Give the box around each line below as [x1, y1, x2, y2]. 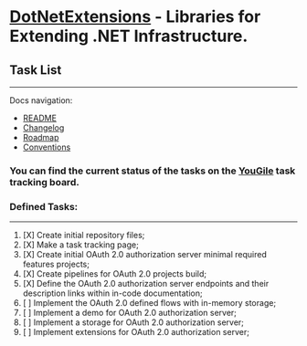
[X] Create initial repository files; [22, 230, 145, 241]
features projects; [22, 258, 90, 270]
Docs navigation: [9, 95, 73, 106]
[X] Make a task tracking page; [22, 239, 139, 250]
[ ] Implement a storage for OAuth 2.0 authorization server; [22, 317, 245, 328]
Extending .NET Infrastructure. [9, 26, 249, 47]
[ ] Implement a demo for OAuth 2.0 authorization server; [22, 308, 238, 319]
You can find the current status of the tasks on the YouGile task [9, 164, 296, 177]
